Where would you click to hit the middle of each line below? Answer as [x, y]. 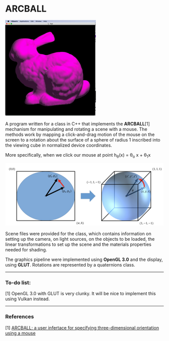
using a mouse [21, 333]
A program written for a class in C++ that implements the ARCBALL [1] [77, 123]
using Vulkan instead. [28, 299]
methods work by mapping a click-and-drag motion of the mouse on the [80, 134]
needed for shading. [26, 250]
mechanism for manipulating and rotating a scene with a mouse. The [76, 129]
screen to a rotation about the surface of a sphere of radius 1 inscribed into [83, 140]
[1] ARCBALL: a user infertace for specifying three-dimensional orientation [82, 327]
